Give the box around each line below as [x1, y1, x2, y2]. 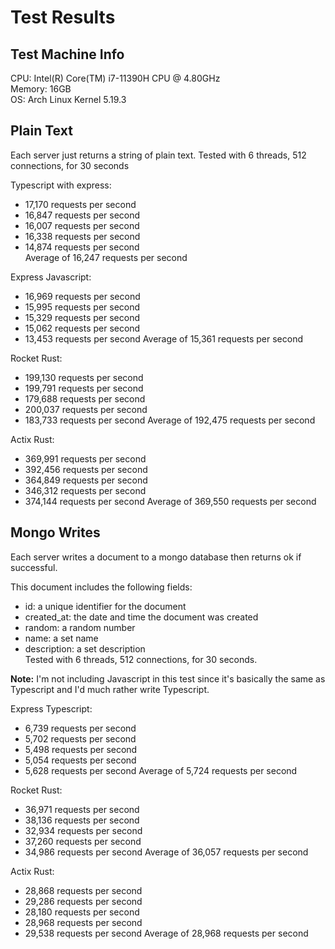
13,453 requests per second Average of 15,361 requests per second [24, 332, 303, 345]
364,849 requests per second [24, 474, 148, 486]
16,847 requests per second [24, 209, 141, 221]
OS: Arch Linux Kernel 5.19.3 [10, 94, 127, 105]
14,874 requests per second [24, 241, 140, 253]
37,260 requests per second [24, 835, 142, 847]
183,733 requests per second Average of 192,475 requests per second [24, 414, 316, 426]
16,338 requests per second [24, 230, 141, 242]
